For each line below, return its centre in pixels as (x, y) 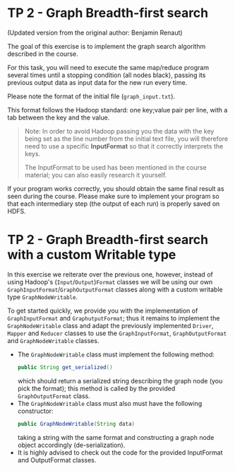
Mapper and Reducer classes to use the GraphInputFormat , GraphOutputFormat (117, 333)
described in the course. (43, 54)
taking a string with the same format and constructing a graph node (116, 437)
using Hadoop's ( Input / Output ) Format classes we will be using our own (110, 281)
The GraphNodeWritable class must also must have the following (110, 403)
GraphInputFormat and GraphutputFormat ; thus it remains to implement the (114, 318)
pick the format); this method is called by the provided (96, 388)
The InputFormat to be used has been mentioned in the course (115, 167)
